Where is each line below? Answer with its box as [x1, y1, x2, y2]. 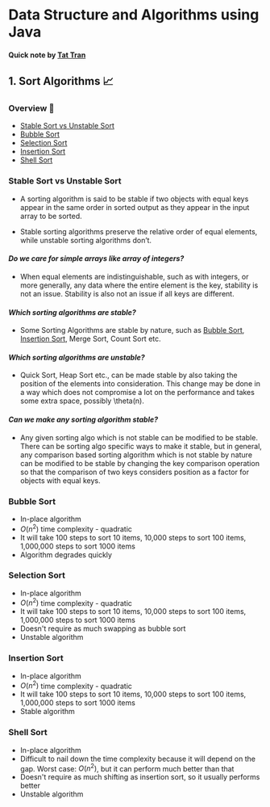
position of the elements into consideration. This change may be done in [19, 379, 260, 389]
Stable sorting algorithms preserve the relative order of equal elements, [19, 226, 258, 236]
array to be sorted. [19, 211, 82, 221]
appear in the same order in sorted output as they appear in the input [19, 202, 250, 212]
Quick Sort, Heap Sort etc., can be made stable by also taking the [19, 370, 238, 380]
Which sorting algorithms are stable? [8, 307, 137, 317]
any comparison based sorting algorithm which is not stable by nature [19, 450, 252, 460]
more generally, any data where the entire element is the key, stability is [19, 280, 259, 290]
